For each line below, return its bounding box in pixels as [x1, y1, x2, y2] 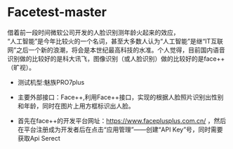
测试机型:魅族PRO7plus [17, 78, 85, 86]
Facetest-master [7, 4, 107, 20]
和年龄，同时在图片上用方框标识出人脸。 [17, 101, 135, 110]
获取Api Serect [17, 134, 61, 142]
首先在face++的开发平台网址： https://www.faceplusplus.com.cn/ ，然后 [17, 116, 227, 125]
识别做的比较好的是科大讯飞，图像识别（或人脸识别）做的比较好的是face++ [7, 54, 225, 63]
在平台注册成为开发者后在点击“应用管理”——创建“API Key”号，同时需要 [17, 125, 223, 134]
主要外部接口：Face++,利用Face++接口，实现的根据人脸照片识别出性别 [17, 92, 224, 101]
